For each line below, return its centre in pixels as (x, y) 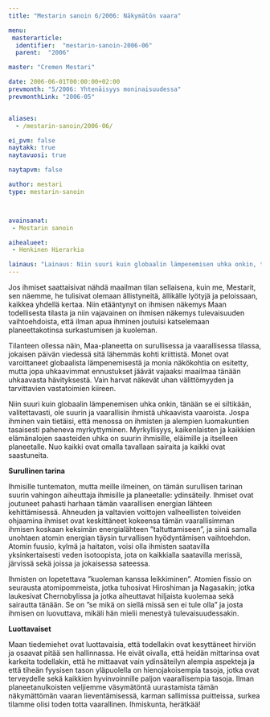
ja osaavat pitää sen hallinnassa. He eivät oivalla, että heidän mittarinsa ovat (134, 653)
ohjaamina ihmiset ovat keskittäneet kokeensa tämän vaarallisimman (121, 521)
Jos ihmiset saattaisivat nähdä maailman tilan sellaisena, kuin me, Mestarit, (132, 287)
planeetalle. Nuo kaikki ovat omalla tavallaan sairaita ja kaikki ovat (117, 447)
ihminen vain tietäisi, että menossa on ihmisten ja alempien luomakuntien (129, 421)
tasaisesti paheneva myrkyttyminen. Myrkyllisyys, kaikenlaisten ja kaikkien (132, 430)
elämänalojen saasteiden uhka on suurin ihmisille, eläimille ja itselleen (123, 438)
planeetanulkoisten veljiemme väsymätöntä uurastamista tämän (113, 687)
